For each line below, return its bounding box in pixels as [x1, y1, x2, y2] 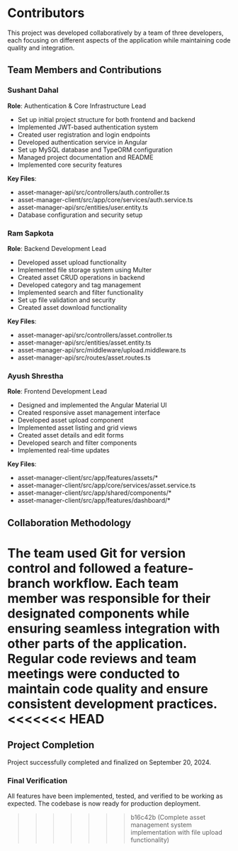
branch [7, 575, 51, 591]
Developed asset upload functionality [17, 257, 127, 267]
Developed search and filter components [17, 438, 137, 447]
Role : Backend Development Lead [7, 244, 107, 252]
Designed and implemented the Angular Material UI [17, 401, 168, 409]
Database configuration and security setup [17, 211, 143, 219]
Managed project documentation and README [17, 152, 154, 161]
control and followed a [7, 560, 142, 576]
